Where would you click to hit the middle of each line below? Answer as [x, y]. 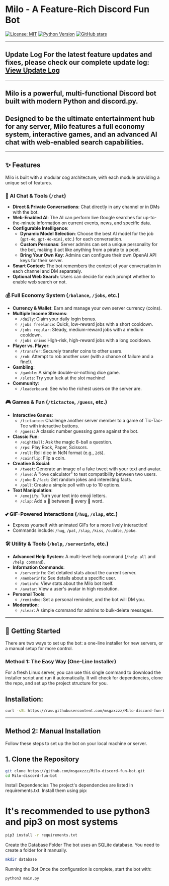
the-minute [24, 223]
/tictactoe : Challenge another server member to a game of [82, 420]
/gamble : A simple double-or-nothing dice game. [70, 373]
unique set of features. [29, 182]
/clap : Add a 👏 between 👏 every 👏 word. [62, 501]
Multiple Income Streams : [40, 314]
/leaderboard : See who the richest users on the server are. [81, 389]
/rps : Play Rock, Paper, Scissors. [54, 447]
